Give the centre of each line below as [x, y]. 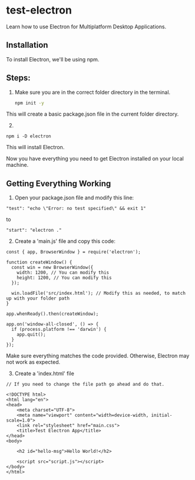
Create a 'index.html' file [44, 374]
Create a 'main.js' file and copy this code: [65, 241]
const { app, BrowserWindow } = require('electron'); [74, 252]
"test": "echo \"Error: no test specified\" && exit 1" [76, 209]
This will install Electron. [35, 147]
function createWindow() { [39, 262]
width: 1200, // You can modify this [63, 273]
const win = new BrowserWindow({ [52, 268]
